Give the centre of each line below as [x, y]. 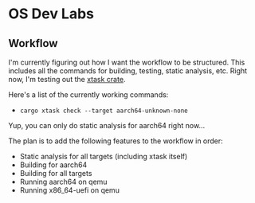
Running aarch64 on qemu [63, 182]
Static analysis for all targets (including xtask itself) [104, 156]
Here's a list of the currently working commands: [88, 95]
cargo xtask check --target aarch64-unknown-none [104, 111]
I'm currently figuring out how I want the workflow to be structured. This [127, 62]
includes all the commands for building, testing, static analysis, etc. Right [128, 71]
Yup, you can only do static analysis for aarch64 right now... [107, 125]
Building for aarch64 [53, 165]
